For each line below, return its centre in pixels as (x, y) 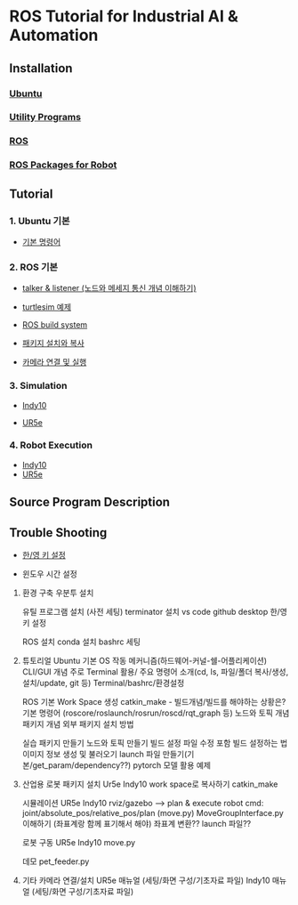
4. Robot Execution (51, 445)
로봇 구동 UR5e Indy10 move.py (79, 843)
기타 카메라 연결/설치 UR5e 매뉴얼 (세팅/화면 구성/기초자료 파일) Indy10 (146, 881)
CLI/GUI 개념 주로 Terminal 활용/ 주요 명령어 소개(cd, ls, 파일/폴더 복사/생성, (155, 672)
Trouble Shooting (58, 533)
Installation (41, 68)
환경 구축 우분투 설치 (58, 593)
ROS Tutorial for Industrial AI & (124, 16)
